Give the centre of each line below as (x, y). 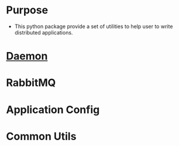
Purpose (27, 10)
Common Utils (41, 136)
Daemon (27, 56)
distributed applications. (44, 32)
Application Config (53, 109)
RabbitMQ (31, 83)
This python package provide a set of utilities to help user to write (94, 26)
